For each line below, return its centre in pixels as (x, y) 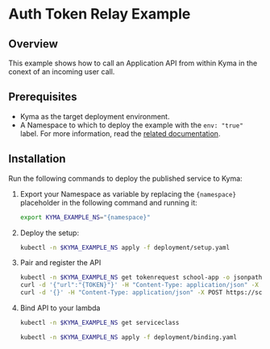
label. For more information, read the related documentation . (120, 133)
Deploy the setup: (49, 233)
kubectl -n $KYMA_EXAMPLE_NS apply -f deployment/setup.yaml (125, 247)
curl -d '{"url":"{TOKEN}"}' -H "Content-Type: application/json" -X (139, 285)
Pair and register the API (60, 263)
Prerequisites (43, 97)
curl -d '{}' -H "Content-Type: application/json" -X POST (121, 293)
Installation (37, 159)
